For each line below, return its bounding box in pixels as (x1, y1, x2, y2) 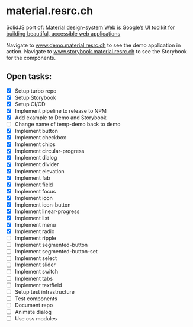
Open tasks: (6, 71, 52, 81)
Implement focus (14, 188, 56, 195)
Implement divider (14, 161, 59, 168)
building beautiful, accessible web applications (6, 30, 121, 37)
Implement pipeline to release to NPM (14, 107, 107, 114)
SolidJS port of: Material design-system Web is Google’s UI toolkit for (6, 24, 175, 31)
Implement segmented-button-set (14, 248, 98, 255)
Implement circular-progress (14, 147, 85, 155)
